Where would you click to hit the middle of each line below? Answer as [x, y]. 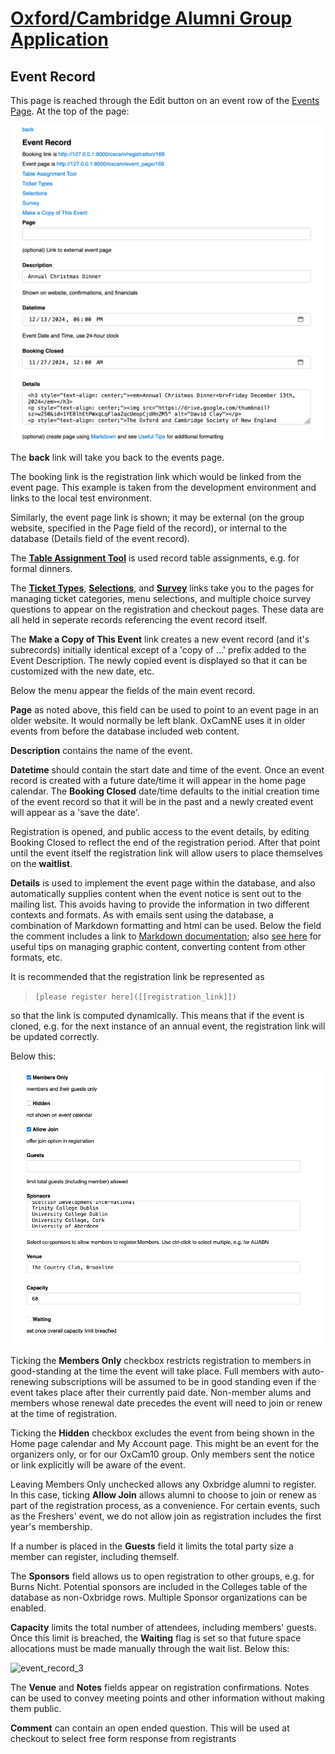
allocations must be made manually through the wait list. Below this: [150, 1648]
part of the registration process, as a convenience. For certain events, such [165, 1505]
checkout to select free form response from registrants [123, 1738]
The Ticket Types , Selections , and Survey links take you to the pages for [162, 588]
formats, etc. [36, 958]
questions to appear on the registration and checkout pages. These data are [167, 609]
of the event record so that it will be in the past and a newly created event [162, 802]
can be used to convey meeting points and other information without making [167, 1698]
